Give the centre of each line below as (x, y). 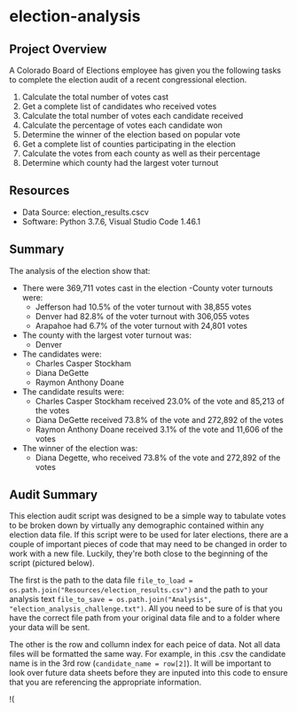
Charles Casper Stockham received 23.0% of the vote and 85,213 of (160, 401)
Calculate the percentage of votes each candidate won (122, 125)
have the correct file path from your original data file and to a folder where (145, 618)
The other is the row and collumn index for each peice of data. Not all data (145, 645)
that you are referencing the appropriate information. (106, 682)
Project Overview (58, 49)
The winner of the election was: (80, 448)
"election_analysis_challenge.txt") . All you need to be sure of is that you (146, 608)
